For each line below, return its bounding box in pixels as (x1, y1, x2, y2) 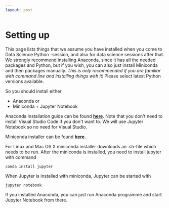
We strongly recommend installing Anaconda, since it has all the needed (5, 57, 156, 63)
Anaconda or (12, 98, 40, 104)
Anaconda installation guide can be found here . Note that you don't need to (5, 113, 163, 119)
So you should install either (5, 88, 62, 94)
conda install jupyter (5, 164, 53, 169)
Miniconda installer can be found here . (5, 134, 86, 140)
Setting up (5, 29, 50, 40)
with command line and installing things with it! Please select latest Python (5, 73, 161, 79)
